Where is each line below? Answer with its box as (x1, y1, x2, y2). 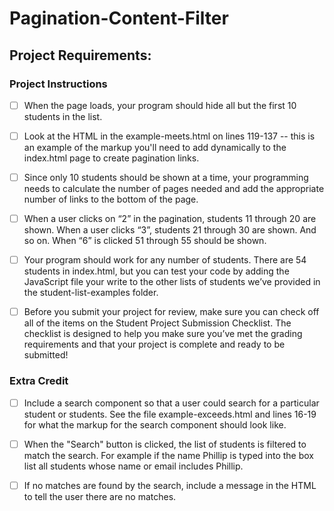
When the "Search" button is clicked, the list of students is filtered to (23, 438, 307, 450)
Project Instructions (9, 77, 108, 91)
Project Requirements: (9, 47, 152, 64)
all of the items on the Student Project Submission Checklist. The (23, 317, 292, 329)
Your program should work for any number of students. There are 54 (23, 254, 307, 266)
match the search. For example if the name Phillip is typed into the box (23, 449, 314, 461)
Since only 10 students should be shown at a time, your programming (23, 172, 309, 183)
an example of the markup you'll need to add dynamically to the (23, 142, 287, 153)
